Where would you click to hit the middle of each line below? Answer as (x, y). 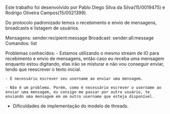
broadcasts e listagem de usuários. (42, 28)
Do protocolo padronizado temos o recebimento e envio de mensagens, (81, 23)
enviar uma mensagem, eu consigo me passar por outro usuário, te (78, 92)
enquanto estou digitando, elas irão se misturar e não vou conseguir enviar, (85, 64)
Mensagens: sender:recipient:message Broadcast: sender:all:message (80, 38)
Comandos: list (21, 43)
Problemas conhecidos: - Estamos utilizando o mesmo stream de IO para (82, 53)
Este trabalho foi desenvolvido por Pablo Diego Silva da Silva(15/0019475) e (85, 7)
